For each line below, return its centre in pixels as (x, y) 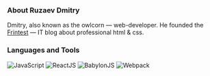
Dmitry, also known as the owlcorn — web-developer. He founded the (105, 25)
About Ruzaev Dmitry (43, 10)
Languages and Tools (43, 50)
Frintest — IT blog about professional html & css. (76, 32)
